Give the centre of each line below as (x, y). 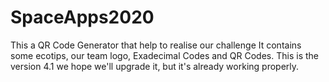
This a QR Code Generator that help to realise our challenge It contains (156, 45)
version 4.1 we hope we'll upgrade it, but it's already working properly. (155, 66)
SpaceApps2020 (82, 17)
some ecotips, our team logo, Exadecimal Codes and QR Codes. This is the (164, 55)
